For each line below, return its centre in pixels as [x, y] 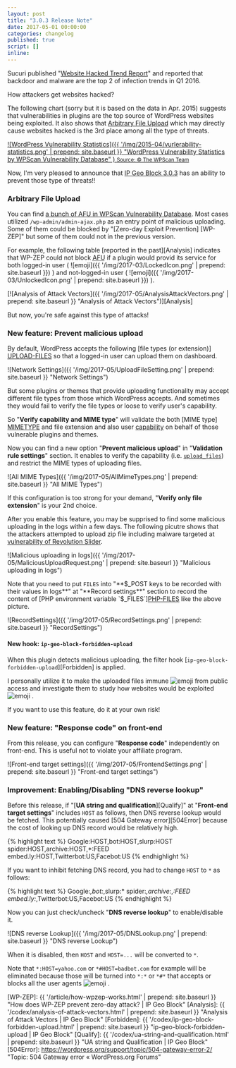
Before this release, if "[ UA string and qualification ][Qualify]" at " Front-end [118, 806]
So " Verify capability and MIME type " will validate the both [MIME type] [112, 420]
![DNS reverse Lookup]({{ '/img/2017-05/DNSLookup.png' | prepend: [107, 934]
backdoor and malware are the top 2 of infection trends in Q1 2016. [104, 80]
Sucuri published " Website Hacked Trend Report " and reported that [105, 73]
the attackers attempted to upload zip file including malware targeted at [111, 534]
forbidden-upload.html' [41, 1027]
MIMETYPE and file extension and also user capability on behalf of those [113, 427]
